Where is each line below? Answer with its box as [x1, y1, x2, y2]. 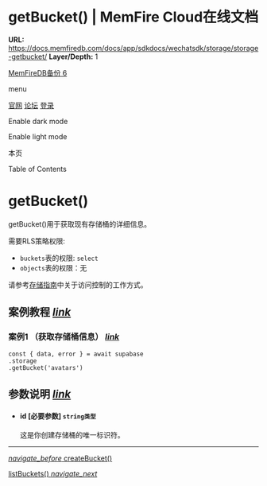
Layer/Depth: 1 [48, 52, 99, 61]
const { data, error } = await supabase [8, 350, 145, 358]
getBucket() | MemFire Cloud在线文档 [8, 8, 259, 26]
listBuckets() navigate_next [8, 469, 98, 479]
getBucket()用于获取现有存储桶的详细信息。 [8, 219, 152, 228]
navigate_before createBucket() [8, 453, 113, 463]
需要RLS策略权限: [8, 236, 65, 246]
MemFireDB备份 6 [8, 68, 68, 77]
